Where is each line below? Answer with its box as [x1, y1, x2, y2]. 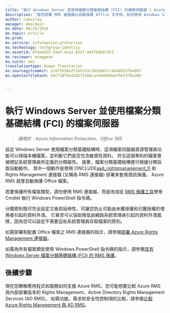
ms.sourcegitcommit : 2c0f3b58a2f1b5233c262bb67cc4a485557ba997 [5, 69, 142, 74]
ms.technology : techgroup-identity [5, 45, 80, 50]
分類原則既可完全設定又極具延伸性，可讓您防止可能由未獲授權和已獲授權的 [5, 205, 160, 212]
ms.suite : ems [5, 59, 35, 64]
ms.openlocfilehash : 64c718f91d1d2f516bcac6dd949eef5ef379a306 [5, 73, 142, 78]
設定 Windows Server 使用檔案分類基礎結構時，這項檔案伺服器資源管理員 [5, 146, 158, 152]
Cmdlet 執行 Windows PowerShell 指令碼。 [5, 195, 95, 201]
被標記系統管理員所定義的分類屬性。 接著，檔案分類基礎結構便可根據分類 [5, 159, 157, 165]
